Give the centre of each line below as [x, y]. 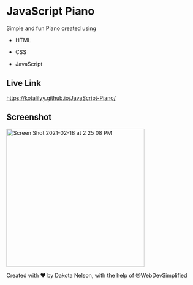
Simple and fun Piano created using [51, 28]
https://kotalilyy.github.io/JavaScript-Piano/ [61, 98]
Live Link [24, 83]
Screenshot [29, 117]
